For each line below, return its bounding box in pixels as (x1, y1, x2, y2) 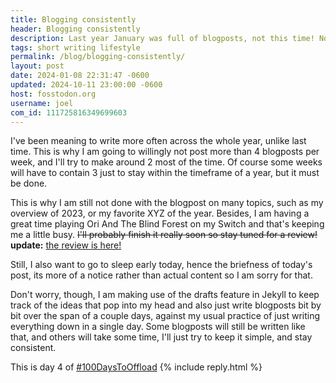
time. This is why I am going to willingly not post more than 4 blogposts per (10, 146, 320, 158)
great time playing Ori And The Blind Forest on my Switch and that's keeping (10, 218, 325, 230)
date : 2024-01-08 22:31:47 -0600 (10, 71, 150, 81)
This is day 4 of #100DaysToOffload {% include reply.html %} (10, 361, 263, 373)
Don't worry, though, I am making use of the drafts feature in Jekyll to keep (10, 289, 320, 301)
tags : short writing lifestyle (10, 42, 141, 53)
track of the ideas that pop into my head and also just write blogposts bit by (10, 299, 322, 311)
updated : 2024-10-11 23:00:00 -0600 (10, 80, 163, 90)
